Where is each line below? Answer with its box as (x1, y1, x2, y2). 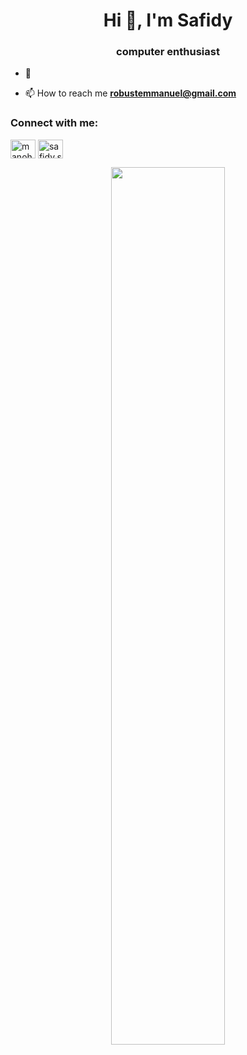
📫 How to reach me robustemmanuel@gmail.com (24, 87, 237, 99)
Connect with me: (10, 116, 99, 130)
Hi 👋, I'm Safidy (103, 9, 233, 32)
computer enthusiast (116, 45, 220, 59)
